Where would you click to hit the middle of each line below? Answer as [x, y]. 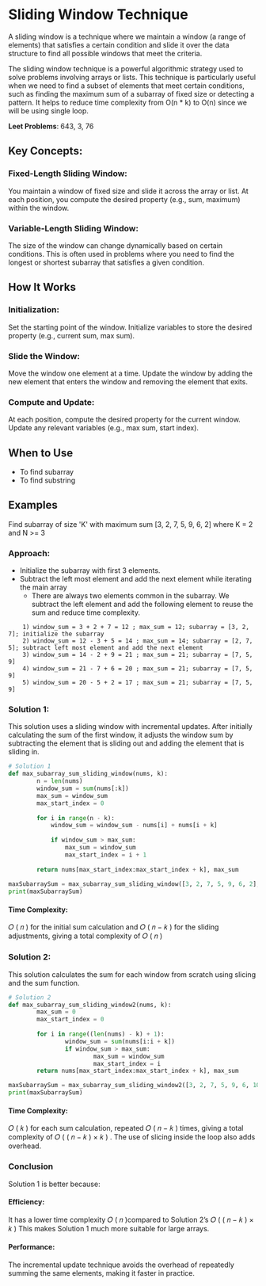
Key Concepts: [46, 151]
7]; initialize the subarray [56, 634]
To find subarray [46, 472]
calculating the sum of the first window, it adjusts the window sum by [121, 735]
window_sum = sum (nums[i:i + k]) [120, 1041]
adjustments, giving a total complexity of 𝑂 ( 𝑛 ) [85, 936]
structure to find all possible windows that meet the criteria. [105, 53]
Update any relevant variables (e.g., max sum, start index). [104, 428]
